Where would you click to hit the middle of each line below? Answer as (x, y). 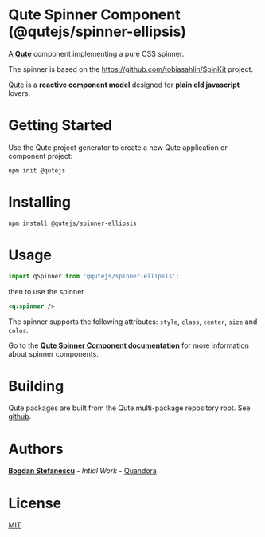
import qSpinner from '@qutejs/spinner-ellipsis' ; (94, 276)
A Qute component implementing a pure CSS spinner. (96, 53)
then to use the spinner (47, 291)
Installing (40, 202)
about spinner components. (54, 353)
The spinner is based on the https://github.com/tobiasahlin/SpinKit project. (131, 69)
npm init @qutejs (37, 170)
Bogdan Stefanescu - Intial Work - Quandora (82, 471)
